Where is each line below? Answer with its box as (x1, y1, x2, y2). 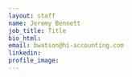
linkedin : (8, 49, 42, 57)
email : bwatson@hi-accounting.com (8, 42, 125, 50)
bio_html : (8, 34, 42, 43)
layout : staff (8, 11, 56, 20)
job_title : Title (8, 26, 67, 34)
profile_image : (8, 57, 60, 65)
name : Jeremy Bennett (8, 19, 81, 27)
